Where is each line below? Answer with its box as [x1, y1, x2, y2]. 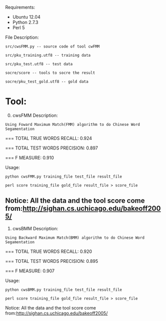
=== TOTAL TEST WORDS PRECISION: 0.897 [5, 145, 98, 151]
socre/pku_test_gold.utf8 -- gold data [5, 79, 89, 84]
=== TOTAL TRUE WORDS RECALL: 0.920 [5, 248, 92, 254]
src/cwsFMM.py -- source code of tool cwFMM [5, 44, 100, 49]
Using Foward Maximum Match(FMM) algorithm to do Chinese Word [5, 122, 140, 127]
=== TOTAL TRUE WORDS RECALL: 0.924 [5, 135, 92, 141]
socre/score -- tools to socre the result [5, 70, 95, 75]
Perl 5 [12, 25, 25, 31]
